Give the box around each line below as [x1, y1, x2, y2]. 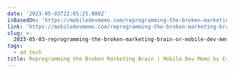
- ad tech [13, 49, 42, 56]
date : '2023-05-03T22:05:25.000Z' [7, 10, 108, 17]
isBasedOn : [7, 17, 39, 24]
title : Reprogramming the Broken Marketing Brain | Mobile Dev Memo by [7, 56, 219, 63]
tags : [7, 42, 23, 49]
